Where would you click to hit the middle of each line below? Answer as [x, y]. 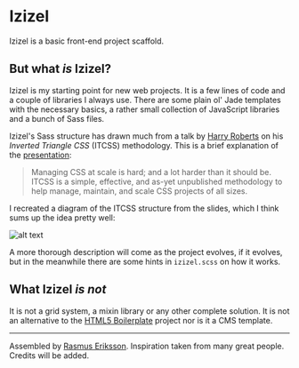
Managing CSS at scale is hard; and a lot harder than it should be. [151, 172]
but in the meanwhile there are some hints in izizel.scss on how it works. [145, 261]
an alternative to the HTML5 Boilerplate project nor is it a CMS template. [141, 320]
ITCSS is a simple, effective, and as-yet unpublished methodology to [157, 181]
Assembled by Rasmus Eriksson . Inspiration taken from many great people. [147, 346]
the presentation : [40, 155]
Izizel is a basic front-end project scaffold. [87, 41]
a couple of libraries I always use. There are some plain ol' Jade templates [145, 100]
